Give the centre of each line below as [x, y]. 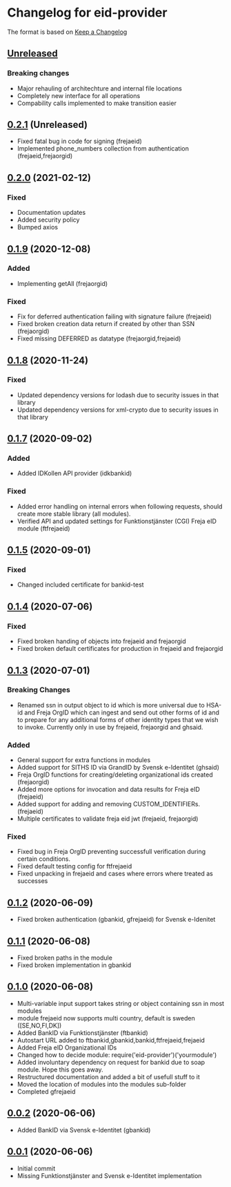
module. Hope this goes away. [60, 1070]
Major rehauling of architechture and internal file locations [100, 88]
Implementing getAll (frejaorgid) [62, 283]
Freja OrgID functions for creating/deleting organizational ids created [115, 775]
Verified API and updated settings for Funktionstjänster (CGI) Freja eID [117, 521]
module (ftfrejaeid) [43, 528]
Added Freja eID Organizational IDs [67, 1047]
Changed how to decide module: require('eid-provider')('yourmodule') [117, 1054]
